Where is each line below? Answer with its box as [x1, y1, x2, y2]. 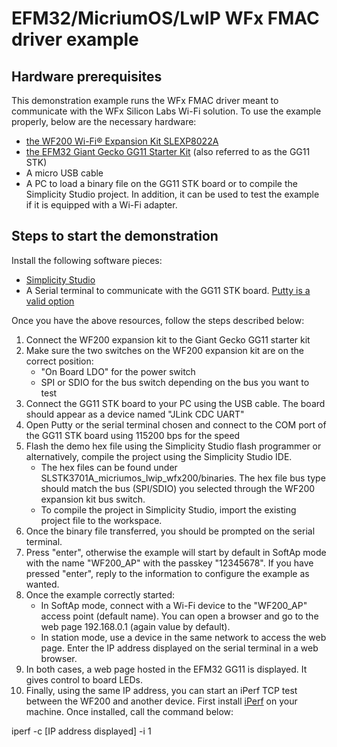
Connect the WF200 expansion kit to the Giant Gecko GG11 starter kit [25, 333, 311, 346]
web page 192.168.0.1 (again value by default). [40, 620, 231, 632]
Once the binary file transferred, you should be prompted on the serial [25, 525, 316, 537]
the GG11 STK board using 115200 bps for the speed [25, 429, 241, 441]
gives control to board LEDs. [25, 673, 144, 686]
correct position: [25, 355, 94, 367]
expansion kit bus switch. [40, 493, 146, 505]
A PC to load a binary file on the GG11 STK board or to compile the [25, 178, 298, 189]
